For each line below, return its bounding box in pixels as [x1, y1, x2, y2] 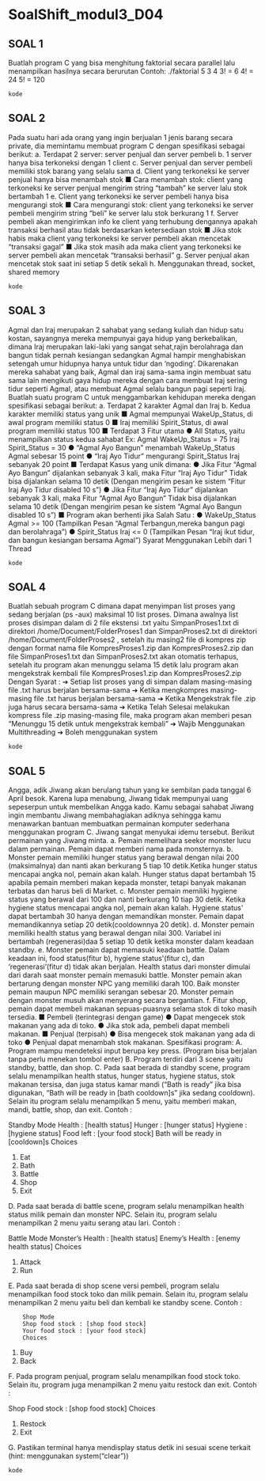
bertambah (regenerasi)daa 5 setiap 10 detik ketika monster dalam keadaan [8, 936, 255, 947]
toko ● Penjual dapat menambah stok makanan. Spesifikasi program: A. [8, 1038, 243, 1047]
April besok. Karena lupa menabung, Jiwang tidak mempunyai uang [8, 794, 229, 803]
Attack [19, 1257, 41, 1267]
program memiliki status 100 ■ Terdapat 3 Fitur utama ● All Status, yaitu [8, 426, 245, 435]
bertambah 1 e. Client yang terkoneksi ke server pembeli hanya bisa [8, 192, 229, 201]
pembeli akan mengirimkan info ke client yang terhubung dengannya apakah [8, 216, 258, 226]
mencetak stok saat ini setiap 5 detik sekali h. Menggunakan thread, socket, [8, 259, 256, 268]
